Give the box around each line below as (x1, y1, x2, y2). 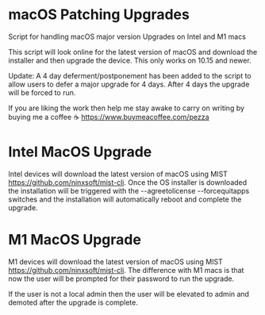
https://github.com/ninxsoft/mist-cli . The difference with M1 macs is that (8, 265, 244, 275)
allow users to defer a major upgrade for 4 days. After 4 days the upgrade (8, 79, 250, 89)
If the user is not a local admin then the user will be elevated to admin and (8, 289, 250, 298)
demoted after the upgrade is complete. (8, 298, 139, 307)
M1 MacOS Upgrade (8, 231, 141, 249)
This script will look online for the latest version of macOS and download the (8, 47, 258, 56)
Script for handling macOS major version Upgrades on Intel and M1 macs (8, 32, 246, 41)
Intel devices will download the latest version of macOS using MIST (8, 169, 229, 179)
